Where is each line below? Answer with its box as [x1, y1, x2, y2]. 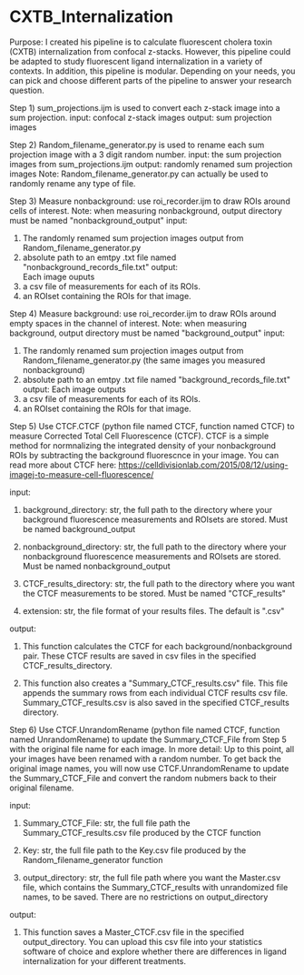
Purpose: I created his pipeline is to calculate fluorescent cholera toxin [9, 36, 272, 47]
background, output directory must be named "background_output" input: [9, 327, 286, 338]
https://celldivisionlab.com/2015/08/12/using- [118, 459, 289, 470]
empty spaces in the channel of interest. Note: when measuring [9, 317, 248, 328]
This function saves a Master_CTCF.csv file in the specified [22, 926, 245, 938]
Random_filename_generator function [22, 854, 163, 865]
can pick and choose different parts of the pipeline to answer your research [9, 75, 292, 85]
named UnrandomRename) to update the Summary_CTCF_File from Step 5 [9, 734, 288, 745]
